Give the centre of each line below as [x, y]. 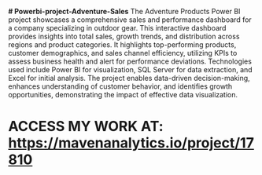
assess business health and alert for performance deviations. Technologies [130, 61]
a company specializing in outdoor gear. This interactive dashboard [117, 28]
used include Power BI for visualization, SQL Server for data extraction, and [131, 69]
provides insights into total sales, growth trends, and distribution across [124, 36]
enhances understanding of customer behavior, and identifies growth [120, 86]
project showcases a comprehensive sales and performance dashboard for [130, 20]
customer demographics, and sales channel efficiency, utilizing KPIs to [123, 53]
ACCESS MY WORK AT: [86, 127]
